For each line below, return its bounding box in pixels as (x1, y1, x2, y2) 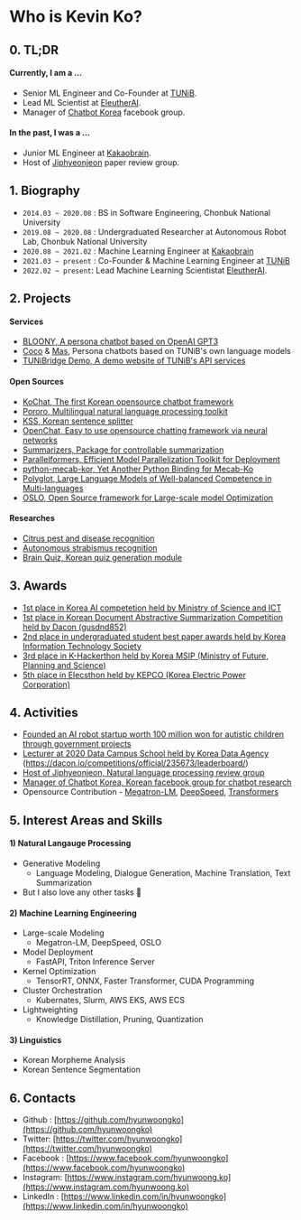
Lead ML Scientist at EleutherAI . (22, 97, 141, 107)
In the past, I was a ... (9, 127, 90, 138)
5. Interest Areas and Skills (9, 813, 163, 828)
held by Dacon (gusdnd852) (22, 621, 128, 632)
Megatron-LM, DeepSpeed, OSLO (35, 937, 162, 948)
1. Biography (9, 183, 81, 199)
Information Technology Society (22, 640, 142, 651)
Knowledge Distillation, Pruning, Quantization (35, 1014, 205, 1025)
